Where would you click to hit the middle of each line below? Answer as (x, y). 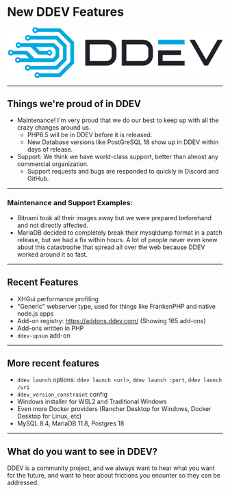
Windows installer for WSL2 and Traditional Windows (92, 401)
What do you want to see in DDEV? (82, 451)
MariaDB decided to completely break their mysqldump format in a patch (119, 232)
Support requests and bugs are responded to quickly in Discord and (123, 172)
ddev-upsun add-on (43, 335)
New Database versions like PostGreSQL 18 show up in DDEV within (123, 142)
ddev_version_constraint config (62, 395)
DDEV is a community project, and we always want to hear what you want (111, 468)
